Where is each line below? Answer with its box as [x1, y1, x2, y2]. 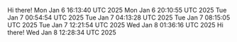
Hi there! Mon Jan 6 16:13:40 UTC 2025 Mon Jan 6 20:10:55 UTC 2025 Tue [7, 6, 227, 14]
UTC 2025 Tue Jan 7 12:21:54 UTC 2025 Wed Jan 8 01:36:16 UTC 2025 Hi [7, 21, 224, 29]
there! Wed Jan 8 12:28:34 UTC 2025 [7, 28, 117, 36]
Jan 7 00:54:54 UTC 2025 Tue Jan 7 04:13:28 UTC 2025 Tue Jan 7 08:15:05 [7, 13, 231, 22]
